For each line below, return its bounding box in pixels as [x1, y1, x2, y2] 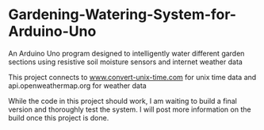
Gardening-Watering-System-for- [8, 6, 236, 24]
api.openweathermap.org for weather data [8, 81, 147, 90]
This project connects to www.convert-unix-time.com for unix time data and [8, 72, 257, 82]
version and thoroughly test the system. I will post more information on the [8, 105, 251, 114]
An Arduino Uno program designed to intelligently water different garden [8, 48, 245, 58]
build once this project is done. [8, 113, 109, 122]
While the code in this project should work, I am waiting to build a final [8, 96, 238, 105]
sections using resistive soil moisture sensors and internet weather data [8, 57, 243, 67]
